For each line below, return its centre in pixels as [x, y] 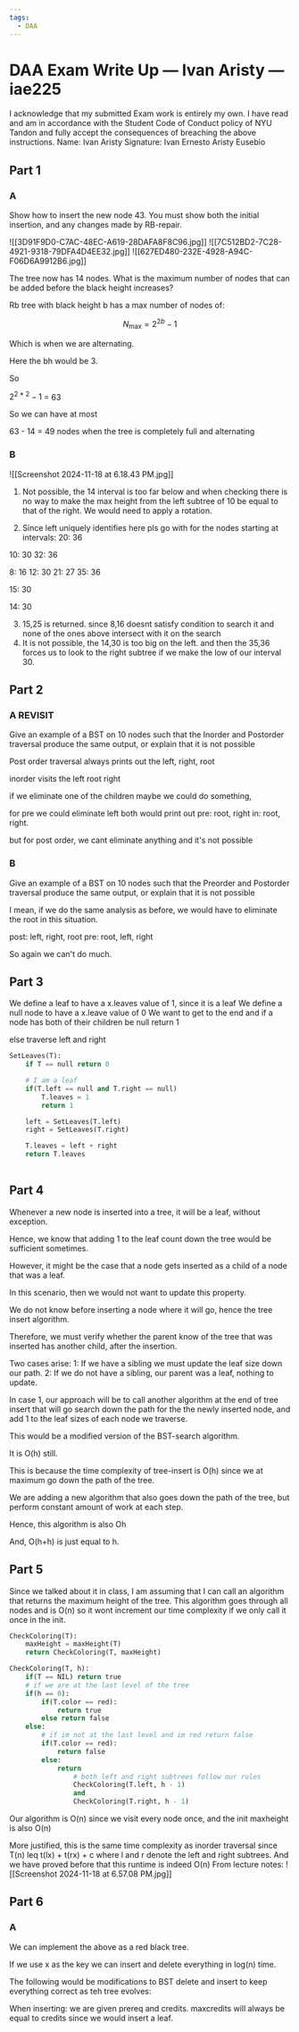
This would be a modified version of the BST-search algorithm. [125, 1436]
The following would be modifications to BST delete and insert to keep [138, 1981]
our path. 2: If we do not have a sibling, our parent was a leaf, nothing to [141, 1373]
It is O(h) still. [33, 1453]
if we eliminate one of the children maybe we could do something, [131, 796]
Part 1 [25, 170]
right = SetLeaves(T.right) [77, 1130]
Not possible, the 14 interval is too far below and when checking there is [155, 491]
